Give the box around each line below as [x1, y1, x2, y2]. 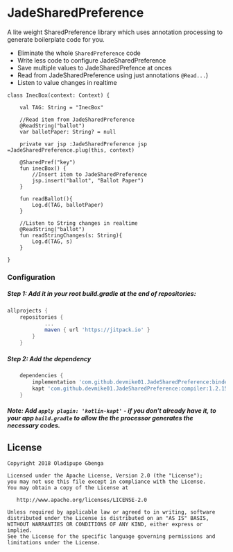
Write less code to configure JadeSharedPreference [17, 56, 166, 64]
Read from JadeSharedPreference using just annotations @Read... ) [17, 71, 209, 79]
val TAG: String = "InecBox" [19, 104, 104, 111]
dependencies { [19, 372, 64, 379]
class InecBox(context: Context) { [7, 92, 110, 99]
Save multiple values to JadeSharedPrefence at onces [17, 63, 172, 72]
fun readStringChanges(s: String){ [19, 232, 123, 239]
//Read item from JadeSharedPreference [19, 116, 135, 123]
